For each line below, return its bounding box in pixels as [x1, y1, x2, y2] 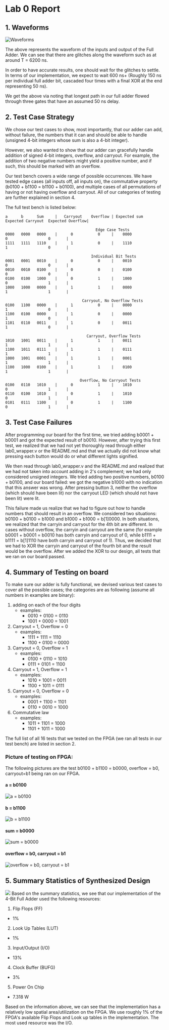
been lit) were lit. [5, 495, 40, 501]
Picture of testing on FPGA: [5, 754, 73, 761]
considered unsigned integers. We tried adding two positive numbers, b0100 [5, 474, 164, 480]
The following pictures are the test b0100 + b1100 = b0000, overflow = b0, [5, 765, 160, 771]
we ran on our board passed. [5, 553, 66, 559]
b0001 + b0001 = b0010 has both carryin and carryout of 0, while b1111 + [5, 532, 156, 538]
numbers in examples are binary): [5, 592, 75, 598]
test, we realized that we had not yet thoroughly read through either [5, 442, 146, 448]
